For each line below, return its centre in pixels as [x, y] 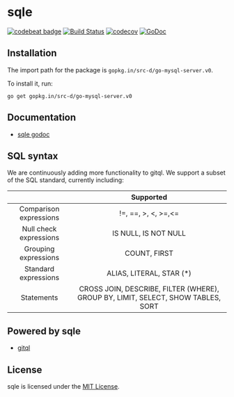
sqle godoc [33, 134]
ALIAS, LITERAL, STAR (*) [149, 273]
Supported [149, 197]
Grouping [39, 249]
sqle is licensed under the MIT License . [63, 386]
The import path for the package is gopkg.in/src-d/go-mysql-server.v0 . [110, 70]
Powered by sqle [44, 331]
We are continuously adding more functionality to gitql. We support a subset [117, 173]
